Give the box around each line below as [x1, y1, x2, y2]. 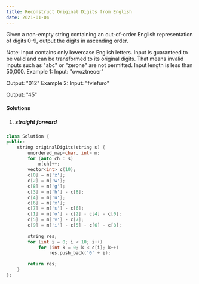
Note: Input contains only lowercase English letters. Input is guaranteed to [6, 48, 188, 56]
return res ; [27, 261, 58, 267]
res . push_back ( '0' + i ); [48, 250, 111, 256]
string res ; [27, 233, 58, 239]
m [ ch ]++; [38, 161, 60, 167]
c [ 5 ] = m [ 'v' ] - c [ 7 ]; [27, 216, 84, 223]
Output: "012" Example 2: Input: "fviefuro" [6, 79, 109, 87]
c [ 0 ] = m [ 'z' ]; [27, 172, 66, 178]
